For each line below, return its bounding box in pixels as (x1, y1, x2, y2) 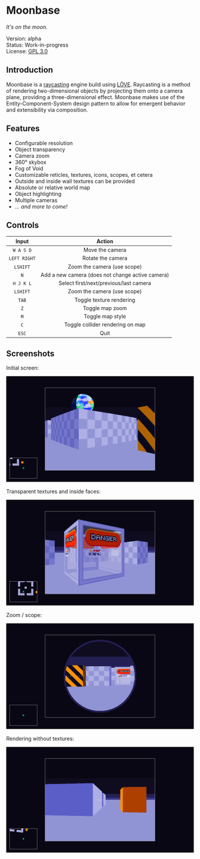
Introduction (6, 65, 54, 75)
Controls (6, 220, 39, 230)
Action (96, 237, 114, 245)
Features (6, 124, 40, 134)
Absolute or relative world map (14, 183, 90, 191)
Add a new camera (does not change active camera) (40, 271, 170, 278)
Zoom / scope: (6, 611, 42, 618)
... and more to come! (14, 203, 68, 210)
